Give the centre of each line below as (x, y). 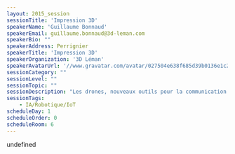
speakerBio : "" (29, 40)
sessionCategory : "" (37, 72)
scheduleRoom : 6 (30, 124)
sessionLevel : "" (32, 79)
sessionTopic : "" (32, 85)
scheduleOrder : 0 (32, 118)
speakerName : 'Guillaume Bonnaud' (57, 27)
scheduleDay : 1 (29, 111)
